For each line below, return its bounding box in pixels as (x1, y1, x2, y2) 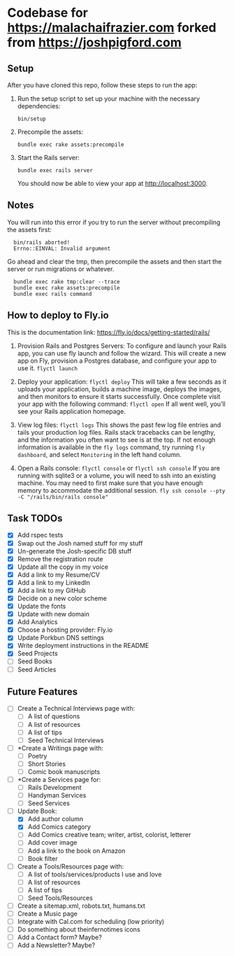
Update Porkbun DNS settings (17, 634, 105, 642)
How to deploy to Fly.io (7, 310, 110, 321)
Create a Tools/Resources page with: (17, 862, 124, 871)
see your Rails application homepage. (17, 407, 126, 415)
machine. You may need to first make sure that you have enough (17, 479, 203, 487)
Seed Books (17, 657, 52, 665)
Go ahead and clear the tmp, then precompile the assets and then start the (7, 257, 222, 266)
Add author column (27, 815, 84, 823)
